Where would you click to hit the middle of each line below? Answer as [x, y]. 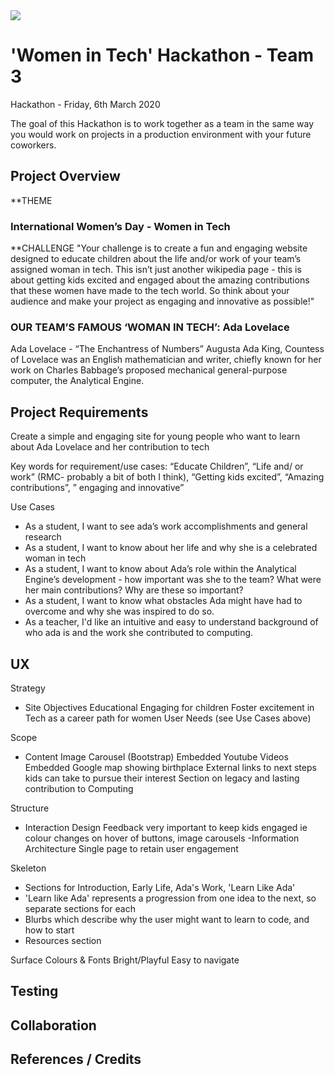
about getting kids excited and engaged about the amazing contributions [160, 280]
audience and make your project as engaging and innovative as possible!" [162, 301]
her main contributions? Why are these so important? [134, 590]
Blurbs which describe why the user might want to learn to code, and [167, 919]
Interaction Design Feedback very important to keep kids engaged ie [166, 827]
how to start [49, 930]
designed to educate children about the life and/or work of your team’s [156, 259]
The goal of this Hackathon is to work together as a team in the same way [162, 123]
